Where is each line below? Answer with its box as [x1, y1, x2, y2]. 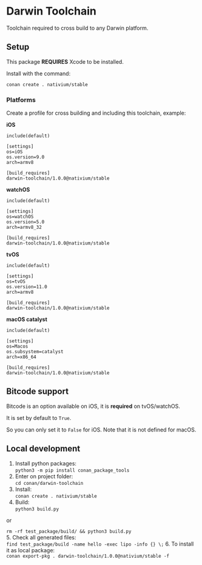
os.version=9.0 [6, 154, 45, 160]
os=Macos [6, 343, 29, 350]
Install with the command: [6, 70, 71, 77]
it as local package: [6, 546, 55, 553]
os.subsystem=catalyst [6, 349, 64, 355]
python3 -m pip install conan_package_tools [15, 467, 130, 473]
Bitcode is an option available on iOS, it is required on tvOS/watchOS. [6, 402, 181, 410]
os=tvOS [6, 279, 26, 285]
